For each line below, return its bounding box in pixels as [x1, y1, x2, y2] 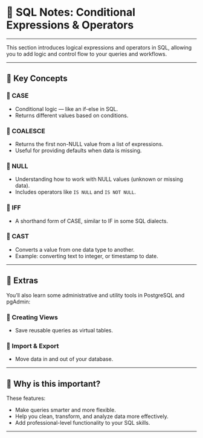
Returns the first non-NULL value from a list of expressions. [14, 140, 164, 147]
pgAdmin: [6, 298, 31, 305]
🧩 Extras [6, 276, 38, 286]
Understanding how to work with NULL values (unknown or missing [14, 176, 183, 183]
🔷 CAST [6, 232, 29, 241]
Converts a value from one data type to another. [14, 246, 135, 253]
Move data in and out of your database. [14, 355, 114, 363]
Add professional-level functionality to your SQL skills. [14, 419, 150, 427]
